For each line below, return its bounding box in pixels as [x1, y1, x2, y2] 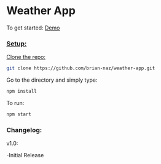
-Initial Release [6, 152, 44, 159]
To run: [6, 99, 25, 106]
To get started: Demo [6, 24, 60, 31]
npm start [6, 111, 32, 117]
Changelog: [6, 125, 42, 134]
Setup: [6, 39, 27, 48]
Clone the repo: [6, 53, 46, 61]
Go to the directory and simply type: [6, 76, 98, 84]
